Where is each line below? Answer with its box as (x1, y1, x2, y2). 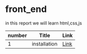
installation (32, 40, 58, 47)
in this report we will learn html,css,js (5, 20, 82, 26)
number (8, 31, 27, 38)
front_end (5, 3, 47, 15)
